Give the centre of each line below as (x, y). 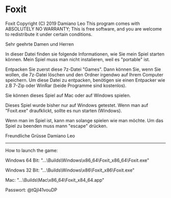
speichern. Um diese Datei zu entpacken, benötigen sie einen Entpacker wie (85, 80)
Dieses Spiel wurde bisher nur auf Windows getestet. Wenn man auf (77, 105)
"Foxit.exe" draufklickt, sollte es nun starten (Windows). (64, 110)
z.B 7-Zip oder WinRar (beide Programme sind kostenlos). (66, 86)
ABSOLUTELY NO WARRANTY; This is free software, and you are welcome (83, 29)
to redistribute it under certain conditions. (49, 34)
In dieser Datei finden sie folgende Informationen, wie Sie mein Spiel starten (85, 54)
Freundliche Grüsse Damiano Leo (40, 135)
